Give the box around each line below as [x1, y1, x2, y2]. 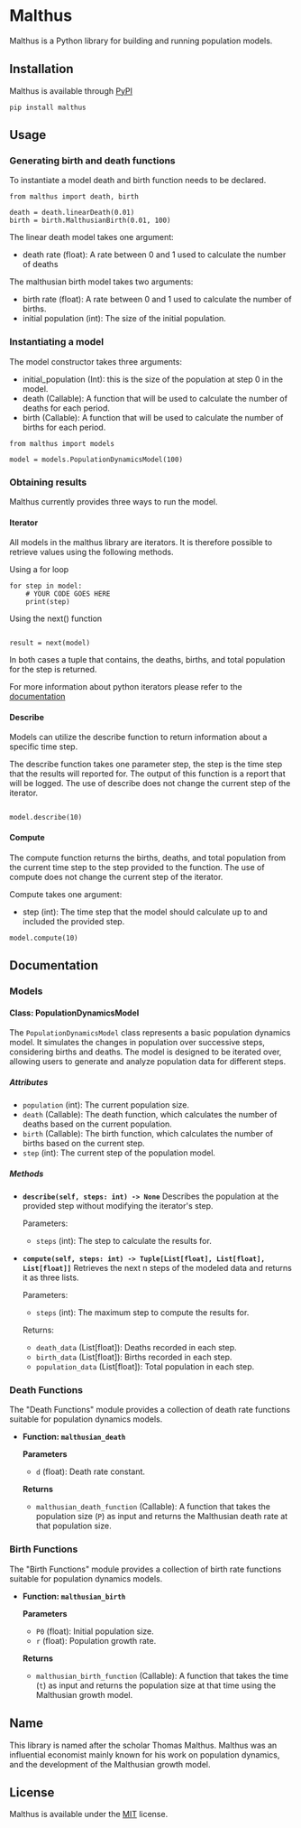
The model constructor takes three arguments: [9, 356, 183, 367]
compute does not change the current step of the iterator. [9, 871, 223, 882]
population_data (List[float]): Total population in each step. [35, 1361, 255, 1372]
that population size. [35, 1520, 112, 1531]
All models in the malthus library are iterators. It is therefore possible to [9, 537, 273, 548]
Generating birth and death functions [9, 154, 176, 167]
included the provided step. [22, 915, 125, 926]
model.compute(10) [9, 933, 78, 942]
